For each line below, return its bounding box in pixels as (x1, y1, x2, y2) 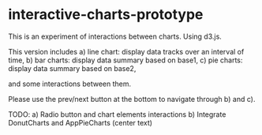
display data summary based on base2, (8, 63, 137, 73)
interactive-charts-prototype (8, 6, 204, 24)
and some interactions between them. (8, 79, 132, 88)
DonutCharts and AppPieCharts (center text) (8, 118, 152, 127)
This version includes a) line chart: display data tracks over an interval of (8, 47, 245, 56)
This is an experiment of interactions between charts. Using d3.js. (8, 32, 223, 41)
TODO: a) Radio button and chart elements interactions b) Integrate (8, 109, 226, 119)
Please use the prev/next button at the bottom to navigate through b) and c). (8, 94, 256, 103)
